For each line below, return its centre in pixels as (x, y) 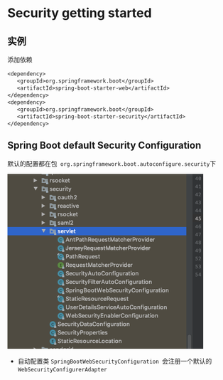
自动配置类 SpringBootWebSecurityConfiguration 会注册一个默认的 (115, 361)
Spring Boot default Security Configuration (104, 146)
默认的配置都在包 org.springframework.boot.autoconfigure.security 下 (112, 163)
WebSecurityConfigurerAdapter (62, 369)
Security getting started (80, 13)
